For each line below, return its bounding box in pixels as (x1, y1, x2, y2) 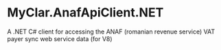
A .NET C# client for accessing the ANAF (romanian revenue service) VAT (7, 27, 215, 36)
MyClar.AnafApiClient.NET (7, 5, 164, 21)
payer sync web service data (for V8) (7, 34, 113, 42)
